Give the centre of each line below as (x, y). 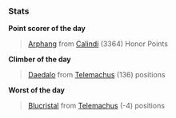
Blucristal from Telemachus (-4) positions (96, 106)
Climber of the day (40, 59)
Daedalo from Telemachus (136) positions (96, 75)
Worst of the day (37, 90)
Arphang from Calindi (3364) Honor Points (98, 44)
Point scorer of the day (47, 29)
